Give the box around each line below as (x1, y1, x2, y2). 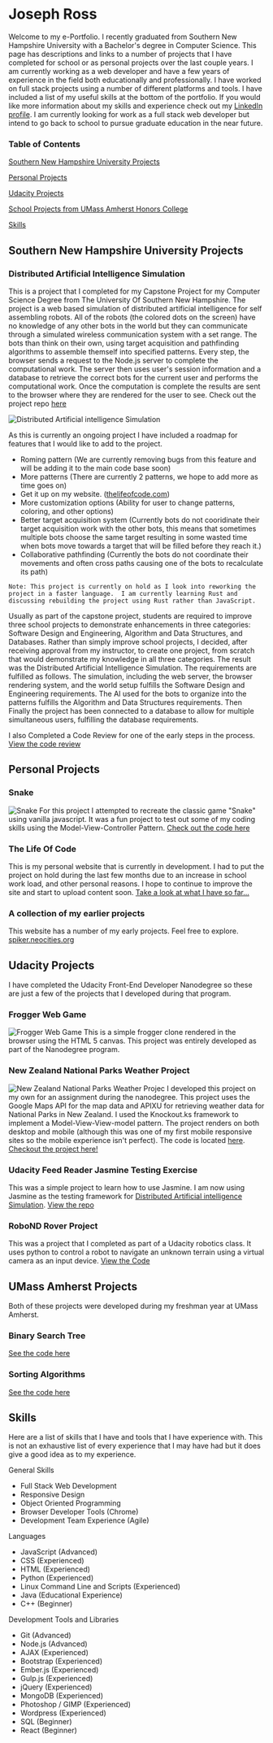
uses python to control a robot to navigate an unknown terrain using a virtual (8, 1247, 265, 1257)
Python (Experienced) (19, 1573, 94, 1583)
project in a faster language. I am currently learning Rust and (8, 589, 238, 598)
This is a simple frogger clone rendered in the (84, 1028, 236, 1037)
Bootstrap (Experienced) (19, 1656, 103, 1667)
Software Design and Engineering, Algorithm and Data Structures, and (8, 628, 243, 638)
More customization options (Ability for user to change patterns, (19, 498, 236, 507)
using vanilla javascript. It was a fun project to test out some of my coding (8, 814, 256, 824)
